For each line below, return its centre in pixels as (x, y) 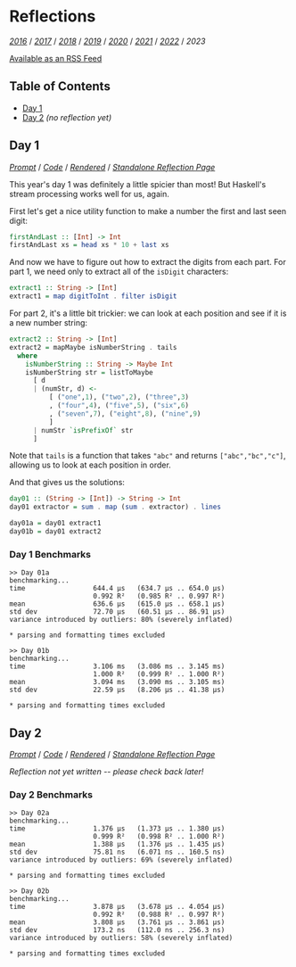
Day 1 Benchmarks (50, 554)
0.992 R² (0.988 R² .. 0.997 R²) (159, 915)
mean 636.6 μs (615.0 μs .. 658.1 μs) (117, 604)
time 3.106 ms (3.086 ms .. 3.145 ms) (117, 666)
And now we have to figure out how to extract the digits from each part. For (148, 262)
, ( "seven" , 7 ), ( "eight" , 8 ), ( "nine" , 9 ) (125, 413)
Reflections (53, 17)
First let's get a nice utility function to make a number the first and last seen (148, 211)
